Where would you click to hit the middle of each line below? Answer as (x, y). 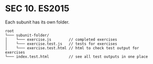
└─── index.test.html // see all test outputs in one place (76, 57)
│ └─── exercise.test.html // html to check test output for (72, 48)
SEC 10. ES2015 (37, 9)
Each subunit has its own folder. (37, 22)
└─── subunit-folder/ (27, 35)
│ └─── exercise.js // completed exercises (61, 40)
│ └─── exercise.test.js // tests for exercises (61, 44)
